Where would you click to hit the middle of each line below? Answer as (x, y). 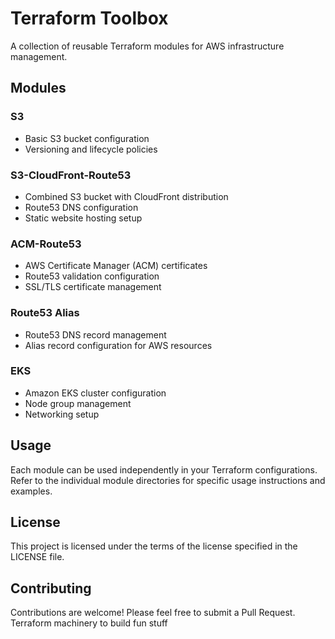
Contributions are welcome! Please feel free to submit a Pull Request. (153, 613)
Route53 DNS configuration (81, 207)
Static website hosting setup (83, 218)
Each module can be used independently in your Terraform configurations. (164, 469)
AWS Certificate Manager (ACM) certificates (116, 266)
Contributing (51, 588)
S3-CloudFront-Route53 (71, 175)
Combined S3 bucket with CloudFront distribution (126, 196)
